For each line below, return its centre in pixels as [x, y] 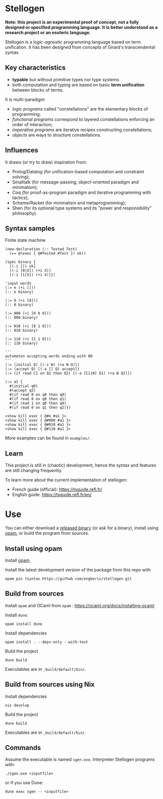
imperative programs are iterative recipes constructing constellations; [82, 130]
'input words [18, 284]
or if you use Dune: [24, 783]
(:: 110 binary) [21, 343]
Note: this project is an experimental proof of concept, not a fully [72, 22]
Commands [23, 747]
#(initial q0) [24, 386]
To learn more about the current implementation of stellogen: [66, 480]
